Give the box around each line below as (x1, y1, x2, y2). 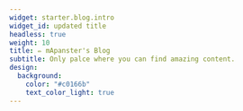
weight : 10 (9, 38, 50, 47)
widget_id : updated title (9, 21, 106, 30)
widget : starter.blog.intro (9, 13, 115, 22)
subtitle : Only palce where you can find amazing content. (9, 55, 236, 64)
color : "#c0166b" (25, 80, 91, 89)
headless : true (9, 30, 67, 38)
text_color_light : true (25, 88, 115, 97)
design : (9, 64, 39, 73)
